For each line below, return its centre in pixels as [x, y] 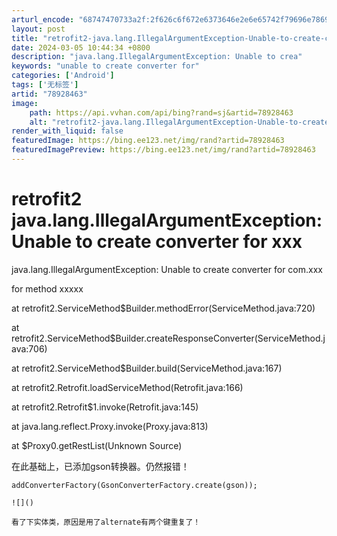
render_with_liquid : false [67, 131]
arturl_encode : [43, 19]
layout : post [38, 29]
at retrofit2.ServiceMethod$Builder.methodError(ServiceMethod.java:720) [163, 308]
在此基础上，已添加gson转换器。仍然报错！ [100, 466]
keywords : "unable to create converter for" [105, 66]
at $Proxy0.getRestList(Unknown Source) [97, 445]
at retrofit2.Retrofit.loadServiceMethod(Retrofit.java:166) [127, 387]
